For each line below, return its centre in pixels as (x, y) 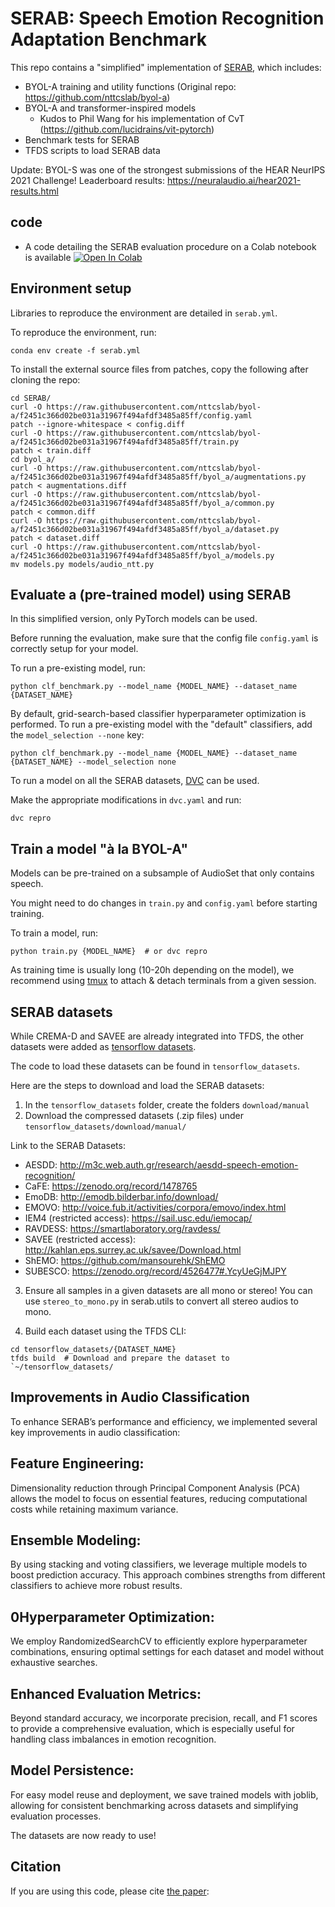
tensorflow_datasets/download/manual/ (105, 1127)
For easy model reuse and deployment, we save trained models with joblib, (164, 1794)
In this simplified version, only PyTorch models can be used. (134, 619)
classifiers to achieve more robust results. (96, 1586)
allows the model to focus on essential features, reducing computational (159, 1498)
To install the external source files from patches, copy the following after (159, 369)
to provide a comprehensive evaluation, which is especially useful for (152, 1729)
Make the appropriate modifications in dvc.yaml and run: (126, 800)
